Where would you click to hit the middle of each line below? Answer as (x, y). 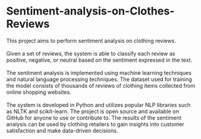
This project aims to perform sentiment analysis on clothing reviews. (91, 40)
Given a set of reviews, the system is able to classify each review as (91, 53)
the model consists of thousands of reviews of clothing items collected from (101, 85)
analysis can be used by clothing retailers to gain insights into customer (95, 124)
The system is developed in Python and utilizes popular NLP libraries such (98, 105)
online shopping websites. (39, 92)
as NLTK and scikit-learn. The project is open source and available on (93, 111)
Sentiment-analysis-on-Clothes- (91, 11)
